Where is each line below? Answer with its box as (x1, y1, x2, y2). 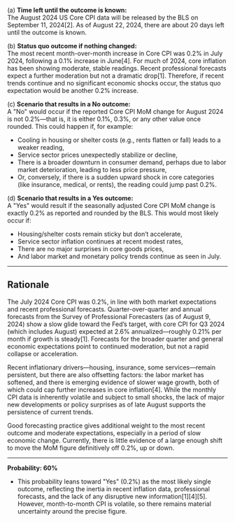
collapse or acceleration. (7, 349, 79, 358)
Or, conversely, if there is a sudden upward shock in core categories (17, 173, 215, 181)
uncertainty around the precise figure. (17, 507, 127, 515)
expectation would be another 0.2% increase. (7, 87, 138, 94)
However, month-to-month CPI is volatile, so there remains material (17, 500, 212, 508)
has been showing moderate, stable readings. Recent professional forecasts (7, 64, 227, 72)
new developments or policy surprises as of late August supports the (7, 400, 206, 409)
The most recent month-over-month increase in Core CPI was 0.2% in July (7, 49, 223, 57)
